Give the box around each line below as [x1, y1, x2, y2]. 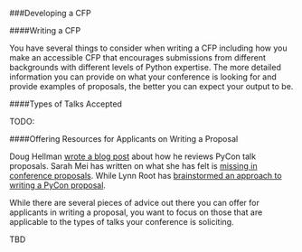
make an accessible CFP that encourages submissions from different [9, 52, 267, 62]
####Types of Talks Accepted [9, 98, 122, 109]
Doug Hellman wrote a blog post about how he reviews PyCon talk [9, 151, 256, 162]
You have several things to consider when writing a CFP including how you [9, 42, 288, 53]
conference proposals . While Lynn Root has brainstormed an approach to [9, 171, 282, 181]
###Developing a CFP [9, 8, 92, 18]
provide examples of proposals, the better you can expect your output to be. [9, 81, 294, 91]
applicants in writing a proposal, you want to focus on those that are [9, 207, 263, 218]
